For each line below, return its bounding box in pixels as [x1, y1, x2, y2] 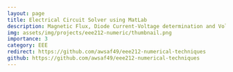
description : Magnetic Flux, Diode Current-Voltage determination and [7, 23, 216, 29]
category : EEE [7, 42, 49, 49]
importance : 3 [7, 36, 49, 43]
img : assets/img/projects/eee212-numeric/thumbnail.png [7, 29, 172, 36]
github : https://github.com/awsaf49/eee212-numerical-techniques [7, 55, 200, 62]
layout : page [7, 10, 45, 17]
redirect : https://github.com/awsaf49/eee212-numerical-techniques [7, 49, 207, 56]
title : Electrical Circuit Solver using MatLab [7, 16, 148, 23]
